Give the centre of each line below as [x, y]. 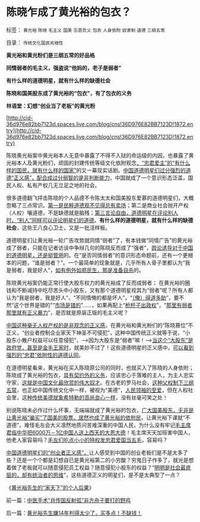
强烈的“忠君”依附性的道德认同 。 [45, 355]
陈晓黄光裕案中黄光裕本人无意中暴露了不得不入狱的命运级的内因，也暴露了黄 [100, 155]
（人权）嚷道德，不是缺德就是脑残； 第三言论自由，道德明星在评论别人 [92, 213]
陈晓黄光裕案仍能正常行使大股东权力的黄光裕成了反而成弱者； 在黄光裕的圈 [98, 282]
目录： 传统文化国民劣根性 [35, 42]
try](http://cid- [24, 130]
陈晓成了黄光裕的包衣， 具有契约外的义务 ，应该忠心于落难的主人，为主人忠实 [100, 375]
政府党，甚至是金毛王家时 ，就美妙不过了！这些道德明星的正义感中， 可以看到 [100, 347]
